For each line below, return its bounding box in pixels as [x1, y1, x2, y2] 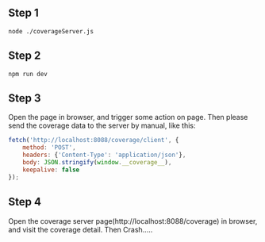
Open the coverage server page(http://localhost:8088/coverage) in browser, [8, 216, 258, 225]
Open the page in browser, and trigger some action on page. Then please [8, 113, 248, 122]
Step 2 [8, 49, 41, 63]
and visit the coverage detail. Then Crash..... [8, 225, 153, 234]
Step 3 [8, 91, 41, 106]
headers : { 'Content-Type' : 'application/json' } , [22, 151, 186, 159]
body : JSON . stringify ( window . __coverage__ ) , [22, 159, 172, 167]
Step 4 [8, 195, 42, 209]
